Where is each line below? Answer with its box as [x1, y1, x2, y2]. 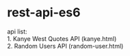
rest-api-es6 [7, 5, 81, 20]
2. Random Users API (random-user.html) [7, 42, 124, 50]
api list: [7, 27, 27, 36]
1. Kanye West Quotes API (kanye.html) [7, 34, 117, 42]
